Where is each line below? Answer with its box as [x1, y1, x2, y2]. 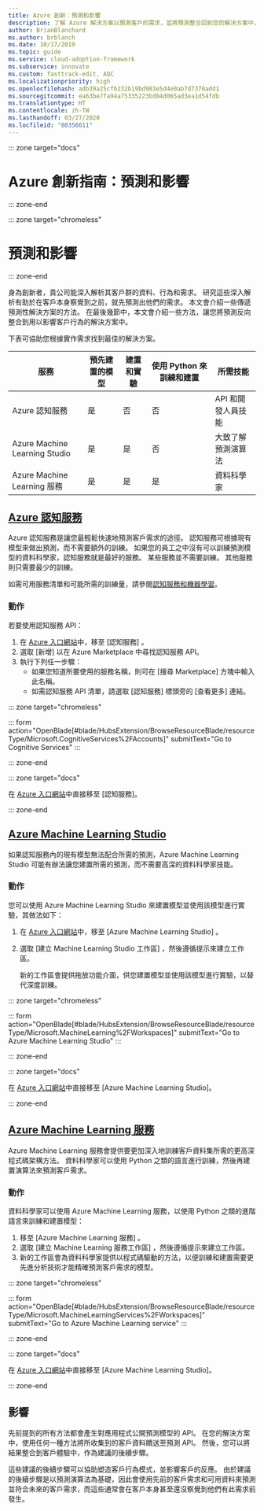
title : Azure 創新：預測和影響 [8, 11, 101, 20]
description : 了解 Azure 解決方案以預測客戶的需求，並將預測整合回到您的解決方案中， [8, 19, 260, 27]
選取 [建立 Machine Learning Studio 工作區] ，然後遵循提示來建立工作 [19, 944, 245, 953]
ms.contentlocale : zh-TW [8, 107, 90, 115]
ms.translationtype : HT [8, 99, 86, 107]
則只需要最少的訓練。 [8, 563, 77, 572]
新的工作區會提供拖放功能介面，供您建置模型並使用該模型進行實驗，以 [19, 970, 247, 980]
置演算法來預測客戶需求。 [8, 1166, 91, 1175]
